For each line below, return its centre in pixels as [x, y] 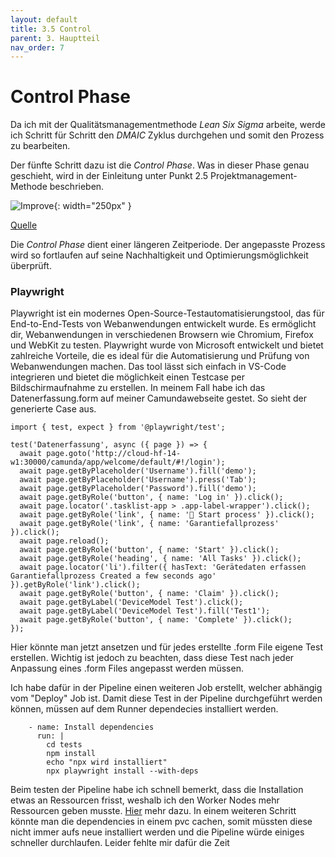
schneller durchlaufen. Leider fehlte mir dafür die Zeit [120, 843]
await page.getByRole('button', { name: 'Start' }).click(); [149, 550]
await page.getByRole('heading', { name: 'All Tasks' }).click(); [160, 559]
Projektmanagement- [254, 176]
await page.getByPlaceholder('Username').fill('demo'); [138, 471]
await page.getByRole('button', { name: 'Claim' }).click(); [149, 594]
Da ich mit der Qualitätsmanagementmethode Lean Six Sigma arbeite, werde [168, 125]
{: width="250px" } [92, 206]
